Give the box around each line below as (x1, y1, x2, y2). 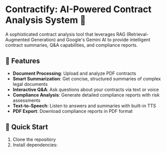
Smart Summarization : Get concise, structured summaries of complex (12, 75, 161, 82)
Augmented (5, 37, 30, 43)
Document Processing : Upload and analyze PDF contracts (12, 70, 136, 76)
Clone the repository (12, 136, 56, 142)
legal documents (12, 81, 48, 87)
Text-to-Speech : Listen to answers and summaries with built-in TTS (12, 103, 156, 109)
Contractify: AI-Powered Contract (5, 4, 152, 15)
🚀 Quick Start (5, 123, 48, 132)
